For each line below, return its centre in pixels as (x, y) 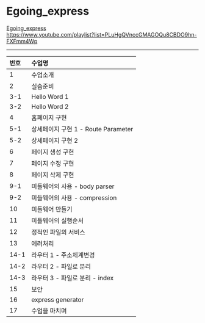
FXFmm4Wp (22, 41)
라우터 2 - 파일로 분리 (61, 266)
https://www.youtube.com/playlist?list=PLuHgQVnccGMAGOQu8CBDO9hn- (102, 34)
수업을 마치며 (49, 311)
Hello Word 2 (50, 106)
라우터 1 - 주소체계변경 (63, 255)
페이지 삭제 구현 (53, 175)
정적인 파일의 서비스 (58, 232)
